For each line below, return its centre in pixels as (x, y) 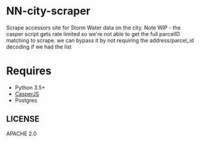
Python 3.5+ (30, 87)
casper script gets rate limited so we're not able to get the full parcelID (93, 34)
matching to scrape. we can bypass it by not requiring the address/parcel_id (100, 40)
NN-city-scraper (49, 11)
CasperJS (27, 93)
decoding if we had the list (39, 47)
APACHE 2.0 (22, 134)
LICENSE (23, 119)
